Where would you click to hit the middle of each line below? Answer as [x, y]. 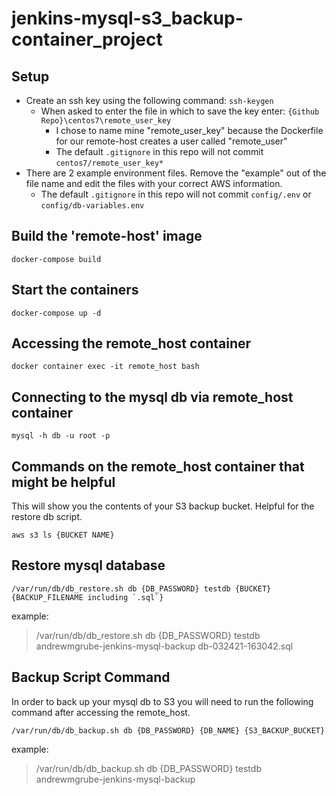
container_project [87, 39]
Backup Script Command [91, 677]
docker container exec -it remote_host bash [105, 367]
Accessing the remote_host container [131, 343]
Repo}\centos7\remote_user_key [106, 121]
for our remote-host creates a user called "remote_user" [171, 141]
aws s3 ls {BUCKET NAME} [63, 535]
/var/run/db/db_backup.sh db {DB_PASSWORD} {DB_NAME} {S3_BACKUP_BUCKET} [168, 730]
